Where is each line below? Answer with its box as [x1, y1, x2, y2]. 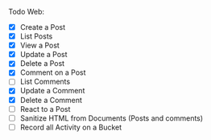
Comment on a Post [19, 68, 86, 77]
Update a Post [19, 50, 68, 60]
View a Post [19, 40, 60, 51]
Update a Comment [19, 86, 85, 96]
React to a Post [19, 104, 71, 113]
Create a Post [19, 23, 66, 31]
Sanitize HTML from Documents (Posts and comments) [19, 113, 204, 123]
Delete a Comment [19, 95, 83, 105]
